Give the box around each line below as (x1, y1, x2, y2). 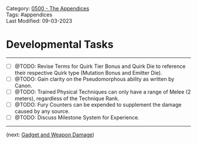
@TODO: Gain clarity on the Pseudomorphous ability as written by (14, 76, 175, 83)
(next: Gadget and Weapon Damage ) (6, 131, 95, 138)
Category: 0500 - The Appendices (6, 5, 90, 12)
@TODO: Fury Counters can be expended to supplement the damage (14, 101, 182, 108)
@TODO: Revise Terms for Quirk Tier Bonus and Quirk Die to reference (14, 63, 186, 70)
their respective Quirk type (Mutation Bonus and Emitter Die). (14, 70, 162, 76)
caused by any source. (14, 108, 70, 115)
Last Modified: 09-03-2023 (6, 18, 72, 24)
